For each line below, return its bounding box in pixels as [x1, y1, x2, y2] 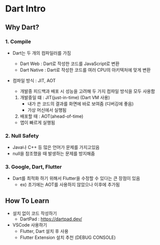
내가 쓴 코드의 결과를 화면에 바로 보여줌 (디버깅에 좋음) [27, 101, 134, 107]
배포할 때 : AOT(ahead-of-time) [20, 113, 84, 119]
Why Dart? [5, 23, 39, 32]
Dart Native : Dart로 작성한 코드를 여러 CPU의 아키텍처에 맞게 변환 [20, 67, 151, 73]
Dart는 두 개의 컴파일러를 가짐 [12, 50, 71, 56]
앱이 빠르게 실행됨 [20, 119, 55, 125]
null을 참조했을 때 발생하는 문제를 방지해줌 [12, 151, 95, 157]
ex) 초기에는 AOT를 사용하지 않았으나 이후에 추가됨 [20, 181, 120, 188]
